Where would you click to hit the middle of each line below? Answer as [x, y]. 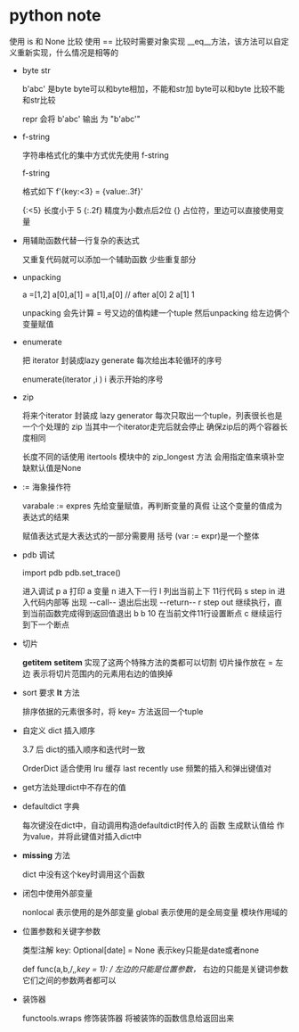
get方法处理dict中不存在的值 [74, 787]
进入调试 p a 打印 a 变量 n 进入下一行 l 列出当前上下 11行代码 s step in [149, 590]
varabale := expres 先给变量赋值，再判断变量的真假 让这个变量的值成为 [152, 506]
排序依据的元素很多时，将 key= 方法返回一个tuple [113, 711]
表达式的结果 [45, 516]
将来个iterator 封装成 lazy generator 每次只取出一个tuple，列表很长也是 [152, 415]
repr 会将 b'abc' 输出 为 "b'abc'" [81, 119]
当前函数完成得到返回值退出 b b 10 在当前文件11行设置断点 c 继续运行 [156, 613]
